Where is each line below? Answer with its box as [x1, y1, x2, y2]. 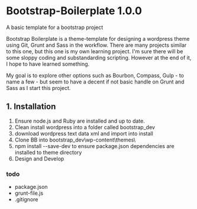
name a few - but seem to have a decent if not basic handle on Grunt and [6, 78, 185, 85]
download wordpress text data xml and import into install [14, 130, 154, 137]
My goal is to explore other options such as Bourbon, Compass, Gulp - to [6, 72, 185, 79]
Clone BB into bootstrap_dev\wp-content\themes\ [14, 136, 136, 143]
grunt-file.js [14, 189, 43, 197]
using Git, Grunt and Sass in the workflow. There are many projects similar [6, 41, 187, 49]
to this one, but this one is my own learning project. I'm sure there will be [6, 47, 183, 54]
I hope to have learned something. [6, 60, 90, 67]
